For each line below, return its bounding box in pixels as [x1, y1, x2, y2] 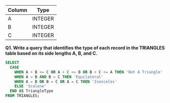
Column [8, 7, 27, 13]
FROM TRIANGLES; [5, 93, 40, 98]
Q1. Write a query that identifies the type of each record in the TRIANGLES [5, 45, 165, 50]
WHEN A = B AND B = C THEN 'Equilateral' [14, 74, 103, 80]
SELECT [5, 60, 19, 65]
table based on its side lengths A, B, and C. [5, 50, 98, 56]
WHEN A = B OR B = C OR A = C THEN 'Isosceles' [14, 79, 117, 84]
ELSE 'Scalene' [14, 84, 47, 89]
